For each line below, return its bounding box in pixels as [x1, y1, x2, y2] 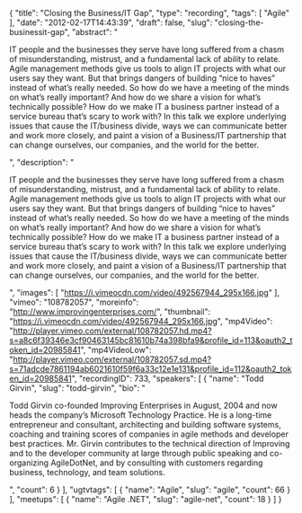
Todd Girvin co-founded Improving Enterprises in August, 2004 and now [9, 400, 278, 411]
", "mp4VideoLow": [80, 345, 152, 355]
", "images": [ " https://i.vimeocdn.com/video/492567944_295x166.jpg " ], [9, 287, 280, 297]
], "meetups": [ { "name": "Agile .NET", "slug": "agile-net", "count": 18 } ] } [9, 494, 282, 504]
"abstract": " [71, 27, 119, 37]
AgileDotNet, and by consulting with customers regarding [50, 457, 263, 468]
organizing [9, 457, 49, 468]
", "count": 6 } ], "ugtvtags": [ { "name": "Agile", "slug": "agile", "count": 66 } [9, 484, 290, 495]
